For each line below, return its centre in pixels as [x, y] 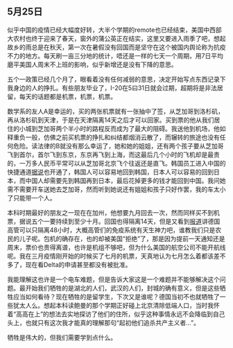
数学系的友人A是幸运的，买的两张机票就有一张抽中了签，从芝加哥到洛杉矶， [115, 111]
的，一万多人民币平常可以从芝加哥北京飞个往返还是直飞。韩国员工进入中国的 [116, 163]
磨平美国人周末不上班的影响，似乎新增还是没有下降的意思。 [92, 64]
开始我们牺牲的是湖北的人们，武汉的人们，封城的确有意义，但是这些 [122, 288]
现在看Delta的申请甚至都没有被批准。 [78, 264]
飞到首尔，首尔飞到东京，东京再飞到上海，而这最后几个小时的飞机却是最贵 [113, 155]
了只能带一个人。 [32, 198]
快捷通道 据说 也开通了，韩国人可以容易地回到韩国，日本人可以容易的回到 [110, 172]
